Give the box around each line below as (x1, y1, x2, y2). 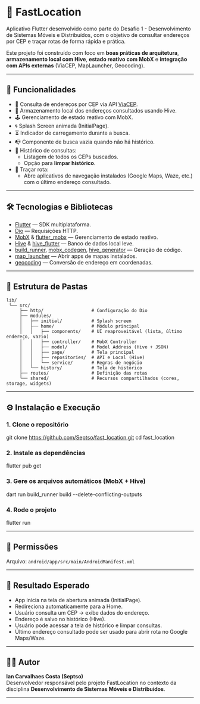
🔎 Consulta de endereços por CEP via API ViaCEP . (14, 101, 138, 108)
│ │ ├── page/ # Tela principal (19, 350, 135, 356)
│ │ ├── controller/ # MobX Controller (19, 339, 137, 345)
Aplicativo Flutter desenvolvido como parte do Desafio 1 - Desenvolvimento (6, 25, 192, 32)
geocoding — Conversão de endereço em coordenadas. (14, 258, 153, 266)
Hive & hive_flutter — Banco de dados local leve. (14, 239, 134, 247)
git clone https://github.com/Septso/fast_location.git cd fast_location (6, 434, 174, 441)
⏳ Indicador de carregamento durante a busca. (14, 129, 130, 136)
